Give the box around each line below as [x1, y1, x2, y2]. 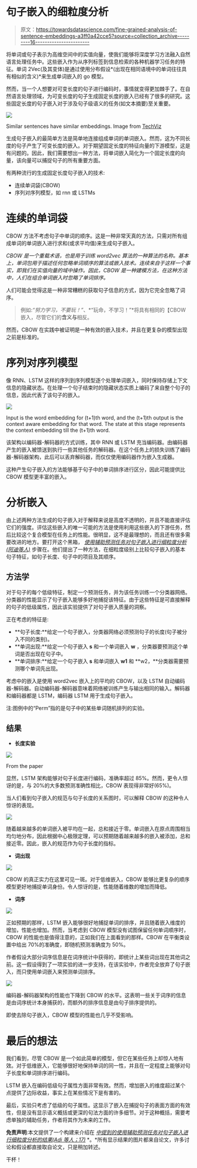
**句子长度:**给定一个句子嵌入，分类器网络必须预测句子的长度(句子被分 [14, 628, 187, 635]
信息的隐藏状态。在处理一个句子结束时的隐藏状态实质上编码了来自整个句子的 [6, 384, 191, 391]
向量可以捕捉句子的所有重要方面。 [21, 157, 103, 164]
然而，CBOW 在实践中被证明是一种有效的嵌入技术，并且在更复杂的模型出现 [6, 326, 188, 333]
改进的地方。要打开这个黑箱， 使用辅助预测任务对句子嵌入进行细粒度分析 [11, 538, 187, 546]
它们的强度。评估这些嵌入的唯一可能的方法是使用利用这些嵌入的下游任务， [6, 523, 185, 531]
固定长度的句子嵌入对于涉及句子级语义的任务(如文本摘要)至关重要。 [11, 100, 174, 107]
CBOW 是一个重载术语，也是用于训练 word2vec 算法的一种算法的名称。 [6, 252, 179, 259]
